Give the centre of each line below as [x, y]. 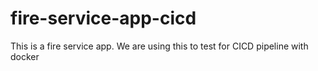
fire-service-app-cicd [103, 18]
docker [25, 56]
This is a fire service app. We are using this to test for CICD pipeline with [159, 46]
